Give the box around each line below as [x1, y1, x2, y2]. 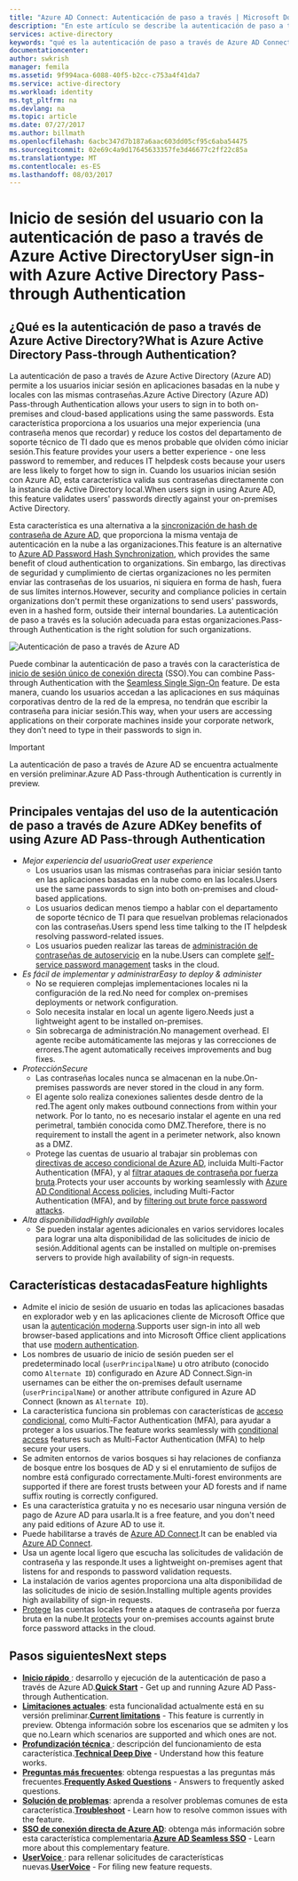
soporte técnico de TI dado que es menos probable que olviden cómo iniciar [9, 437, 289, 447]
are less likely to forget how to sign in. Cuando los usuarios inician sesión [9, 465, 277, 476]
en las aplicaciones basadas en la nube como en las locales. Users [35, 874, 278, 885]
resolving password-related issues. [35, 931, 164, 942]
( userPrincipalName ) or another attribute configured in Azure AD [21, 1387, 257, 1397]
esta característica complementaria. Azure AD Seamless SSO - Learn [21, 1833, 276, 1844]
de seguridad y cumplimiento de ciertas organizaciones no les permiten [9, 567, 271, 578]
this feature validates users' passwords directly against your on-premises [9, 494, 278, 504]
